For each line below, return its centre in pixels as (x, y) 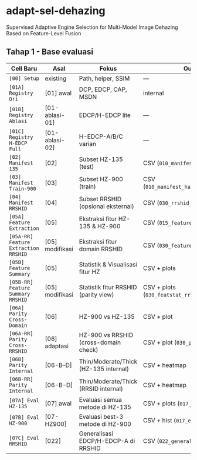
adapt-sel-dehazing (56, 11)
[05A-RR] (21, 236)
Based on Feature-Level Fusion (44, 33)
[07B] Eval (24, 417)
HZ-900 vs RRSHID (106, 335)
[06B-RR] (21, 379)
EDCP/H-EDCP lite (105, 115)
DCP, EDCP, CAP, (103, 89)
